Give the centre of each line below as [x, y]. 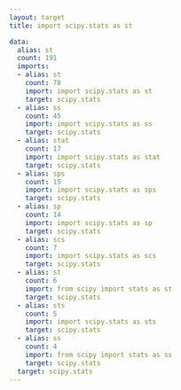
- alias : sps [41, 174]
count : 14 [43, 214]
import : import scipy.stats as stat [93, 157]
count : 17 [43, 149]
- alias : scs [41, 239]
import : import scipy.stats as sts [91, 322]
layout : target [37, 17]
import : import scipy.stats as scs [91, 256]
